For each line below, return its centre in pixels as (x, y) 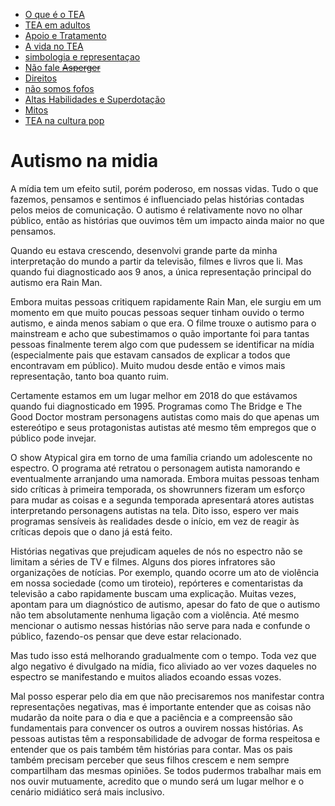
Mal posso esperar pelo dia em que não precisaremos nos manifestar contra (167, 696)
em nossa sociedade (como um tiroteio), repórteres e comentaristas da (157, 583)
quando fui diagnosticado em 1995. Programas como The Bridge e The (156, 406)
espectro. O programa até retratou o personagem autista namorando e (155, 468)
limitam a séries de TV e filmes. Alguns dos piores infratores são (143, 561)
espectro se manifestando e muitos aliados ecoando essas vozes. (146, 676)
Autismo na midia (84, 161)
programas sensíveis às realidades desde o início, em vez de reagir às (155, 521)
